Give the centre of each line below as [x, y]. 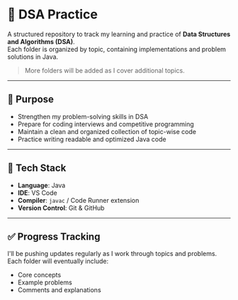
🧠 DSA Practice [52, 15]
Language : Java [41, 185]
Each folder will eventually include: [58, 261]
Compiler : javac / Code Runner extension [78, 200]
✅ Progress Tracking [54, 237]
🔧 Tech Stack [37, 168]
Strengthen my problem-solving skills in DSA [83, 116]
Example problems [45, 282]
